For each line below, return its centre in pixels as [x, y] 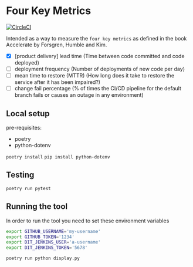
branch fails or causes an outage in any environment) [79, 95]
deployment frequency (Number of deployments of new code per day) [99, 69]
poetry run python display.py [43, 258]
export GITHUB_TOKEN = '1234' [40, 237]
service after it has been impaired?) [57, 82]
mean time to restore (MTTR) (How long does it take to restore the [94, 76]
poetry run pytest [28, 188]
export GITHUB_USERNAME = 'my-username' [53, 231]
